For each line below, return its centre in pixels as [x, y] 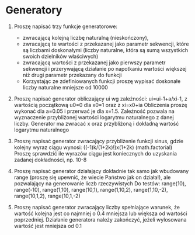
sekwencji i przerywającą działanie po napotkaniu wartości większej [105, 68]
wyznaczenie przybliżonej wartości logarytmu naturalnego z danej [94, 117]
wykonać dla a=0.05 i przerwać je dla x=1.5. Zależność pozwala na [94, 111]
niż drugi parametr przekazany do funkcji [72, 75]
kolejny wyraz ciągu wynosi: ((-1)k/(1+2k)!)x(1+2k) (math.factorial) [93, 147]
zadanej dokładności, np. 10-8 [50, 160]
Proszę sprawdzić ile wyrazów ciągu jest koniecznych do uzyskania [95, 153]
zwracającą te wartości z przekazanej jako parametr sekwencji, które [106, 44]
